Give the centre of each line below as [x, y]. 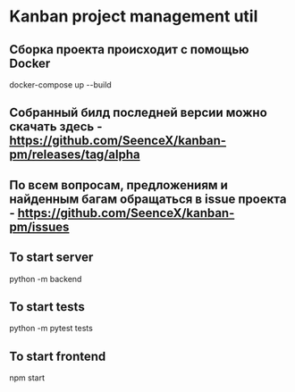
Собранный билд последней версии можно [139, 113]
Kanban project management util [134, 17]
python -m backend [46, 279]
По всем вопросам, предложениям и [118, 185]
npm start [27, 378]
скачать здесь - [56, 127]
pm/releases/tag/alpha [75, 155]
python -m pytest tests [51, 329]
